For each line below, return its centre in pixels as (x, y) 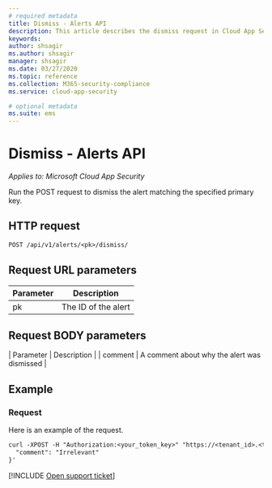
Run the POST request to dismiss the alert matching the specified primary (131, 192)
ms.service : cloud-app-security (63, 91)
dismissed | (28, 364)
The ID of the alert (96, 307)
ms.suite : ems (32, 114)
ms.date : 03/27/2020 (43, 69)
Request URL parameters (73, 270)
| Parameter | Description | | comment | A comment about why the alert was (135, 355)
